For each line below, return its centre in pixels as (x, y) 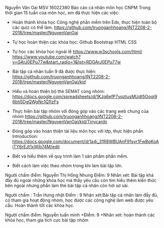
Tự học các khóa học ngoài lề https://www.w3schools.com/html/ (77, 52)
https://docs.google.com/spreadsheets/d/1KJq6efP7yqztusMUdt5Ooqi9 (85, 96)
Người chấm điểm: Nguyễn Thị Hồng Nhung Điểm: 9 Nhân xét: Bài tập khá (79, 175)
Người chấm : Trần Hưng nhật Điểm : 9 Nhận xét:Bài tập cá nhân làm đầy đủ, (82, 195)
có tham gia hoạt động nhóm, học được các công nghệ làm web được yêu (79, 200)
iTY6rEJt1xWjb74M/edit (36, 147)
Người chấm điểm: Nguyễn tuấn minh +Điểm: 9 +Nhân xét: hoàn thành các (80, 215)
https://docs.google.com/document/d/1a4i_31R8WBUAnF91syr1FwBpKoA (85, 141)
